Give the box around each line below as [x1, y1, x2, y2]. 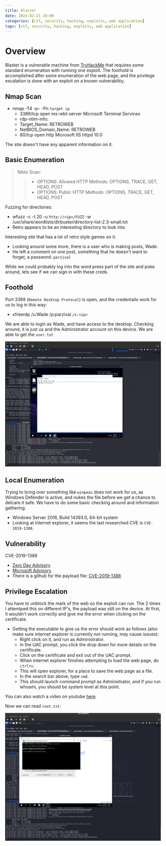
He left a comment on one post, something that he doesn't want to [12, 249, 148, 255]
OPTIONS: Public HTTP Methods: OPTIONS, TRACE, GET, [37, 189, 154, 195]
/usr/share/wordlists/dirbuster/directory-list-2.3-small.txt [12, 219, 128, 225]
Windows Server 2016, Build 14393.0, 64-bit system [12, 515, 119, 521]
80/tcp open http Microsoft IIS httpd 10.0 [19, 132, 103, 137]
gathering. [5, 505, 26, 511]
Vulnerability [5, 539, 46, 548]
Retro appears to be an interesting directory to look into [12, 224, 125, 230]
